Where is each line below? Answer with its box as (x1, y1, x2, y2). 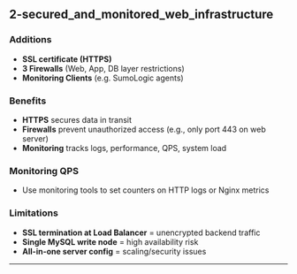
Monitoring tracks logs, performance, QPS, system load (21, 142, 227, 153)
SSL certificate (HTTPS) (21, 53, 112, 65)
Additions (9, 34, 52, 46)
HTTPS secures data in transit (21, 114, 133, 125)
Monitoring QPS (9, 164, 80, 177)
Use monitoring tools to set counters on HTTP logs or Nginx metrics (21, 185, 270, 195)
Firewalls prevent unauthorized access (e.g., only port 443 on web (21, 124, 267, 134)
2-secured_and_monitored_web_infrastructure (9, 7, 274, 22)
